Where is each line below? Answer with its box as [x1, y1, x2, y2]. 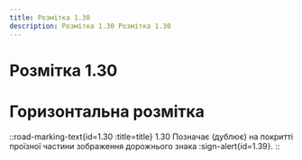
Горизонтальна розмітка [9, 101, 206, 121]
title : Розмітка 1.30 [9, 13, 91, 22]
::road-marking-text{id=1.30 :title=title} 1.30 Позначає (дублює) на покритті [9, 131, 294, 142]
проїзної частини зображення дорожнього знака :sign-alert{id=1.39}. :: [9, 140, 280, 151]
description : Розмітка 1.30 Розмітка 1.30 [9, 22, 171, 31]
